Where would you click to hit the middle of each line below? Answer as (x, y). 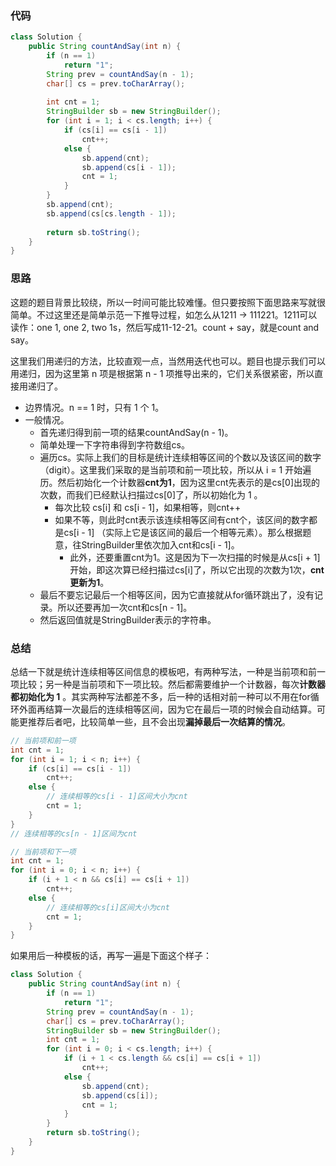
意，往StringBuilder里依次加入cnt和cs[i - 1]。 (147, 544)
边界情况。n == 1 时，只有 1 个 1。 (94, 407)
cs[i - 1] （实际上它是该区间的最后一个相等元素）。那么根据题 (187, 532)
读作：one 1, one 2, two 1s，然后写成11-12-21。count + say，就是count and (165, 327)
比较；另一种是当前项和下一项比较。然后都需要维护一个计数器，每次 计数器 (172, 684)
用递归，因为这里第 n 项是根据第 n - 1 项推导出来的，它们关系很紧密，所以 (162, 373)
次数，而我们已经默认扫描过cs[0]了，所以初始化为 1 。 (151, 494)
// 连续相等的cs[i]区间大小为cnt (108, 907)
